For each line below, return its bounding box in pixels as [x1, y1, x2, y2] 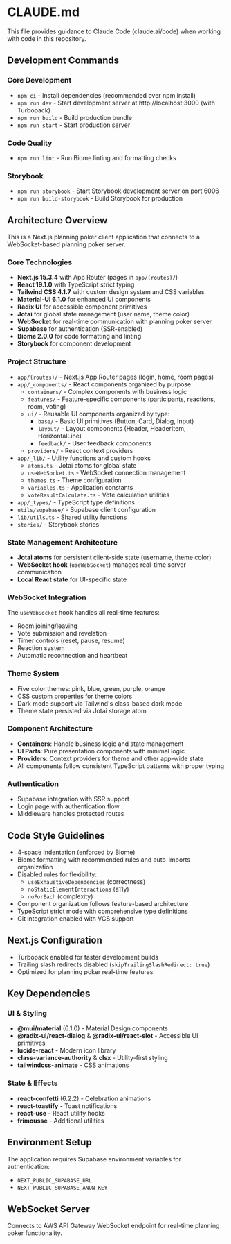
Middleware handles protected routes [17, 810, 124, 818]
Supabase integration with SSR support [17, 795, 130, 803]
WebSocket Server [7, 1203, 90, 1215]
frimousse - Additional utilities [17, 1116, 104, 1125]
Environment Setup [7, 1136, 92, 1148]
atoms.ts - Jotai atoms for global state [27, 461, 137, 469]
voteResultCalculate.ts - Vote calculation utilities [27, 491, 170, 499]
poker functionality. [7, 1229, 62, 1237]
